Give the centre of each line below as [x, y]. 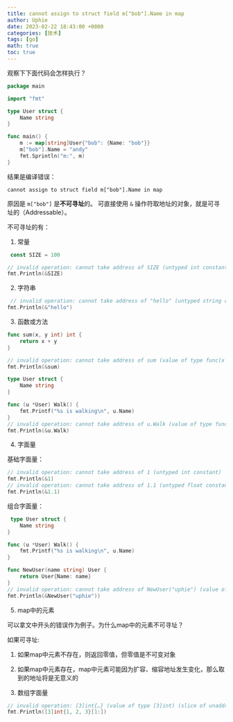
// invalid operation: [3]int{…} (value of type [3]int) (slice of [107, 705]
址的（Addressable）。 [39, 212]
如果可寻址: [24, 639]
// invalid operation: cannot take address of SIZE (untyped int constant [118, 267]
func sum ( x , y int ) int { [44, 335]
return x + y [38, 341]
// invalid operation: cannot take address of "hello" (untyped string [116, 301]
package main [26, 86]
